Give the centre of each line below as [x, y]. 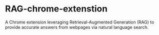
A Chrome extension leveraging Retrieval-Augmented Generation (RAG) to [79, 22]
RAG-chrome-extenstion [56, 9]
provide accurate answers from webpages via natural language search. [77, 27]
